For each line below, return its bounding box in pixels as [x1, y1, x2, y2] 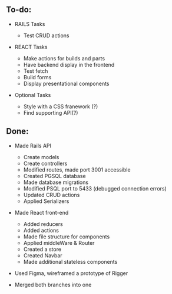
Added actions [23, 227, 59, 234]
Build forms [23, 73, 52, 80]
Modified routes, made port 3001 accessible [23, 166, 131, 173]
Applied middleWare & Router [23, 239, 95, 246]
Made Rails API [14, 142, 52, 149]
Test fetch [23, 67, 48, 75]
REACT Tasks [14, 43, 48, 50]
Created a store [23, 245, 62, 253]
